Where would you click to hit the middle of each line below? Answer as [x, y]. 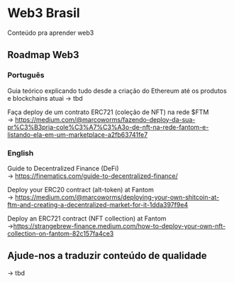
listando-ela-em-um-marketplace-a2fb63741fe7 [78, 134]
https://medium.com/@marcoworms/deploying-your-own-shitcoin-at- [117, 197]
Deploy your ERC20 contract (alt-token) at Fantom [81, 189]
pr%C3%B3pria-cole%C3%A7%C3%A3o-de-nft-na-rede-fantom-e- [108, 127]
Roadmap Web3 [43, 55]
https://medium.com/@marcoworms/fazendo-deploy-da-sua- [105, 119]
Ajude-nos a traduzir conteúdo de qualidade [107, 256]
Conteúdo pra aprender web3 [51, 33]
